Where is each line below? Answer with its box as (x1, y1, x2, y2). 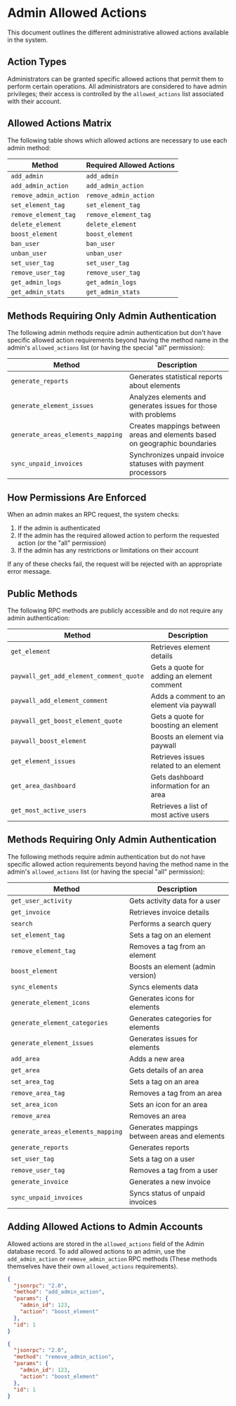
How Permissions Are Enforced (7, 492, 147, 504)
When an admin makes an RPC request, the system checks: (7, 511, 181, 519)
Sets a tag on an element (129, 930, 211, 940)
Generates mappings (129, 1122, 199, 1132)
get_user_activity (11, 897, 72, 905)
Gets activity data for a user (129, 895, 221, 905)
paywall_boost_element (11, 737, 86, 745)
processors (129, 468, 167, 478)
